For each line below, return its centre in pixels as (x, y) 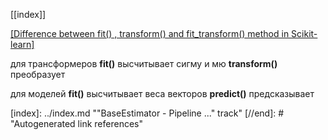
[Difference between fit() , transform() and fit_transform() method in (150, 33)
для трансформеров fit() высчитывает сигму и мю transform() (144, 63)
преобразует (38, 74)
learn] (22, 44)
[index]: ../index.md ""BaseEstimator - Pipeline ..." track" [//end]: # (147, 113)
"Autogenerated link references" (76, 123)
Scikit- (304, 33)
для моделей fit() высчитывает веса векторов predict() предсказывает (162, 93)
